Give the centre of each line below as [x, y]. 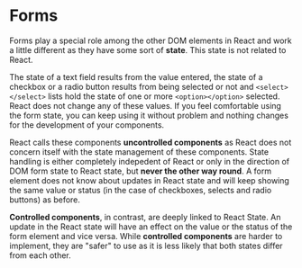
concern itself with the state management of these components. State [139, 152]
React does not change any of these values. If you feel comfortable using [146, 105]
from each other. [41, 255]
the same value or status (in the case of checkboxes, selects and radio [141, 190]
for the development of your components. [87, 125]
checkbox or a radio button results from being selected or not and [132, 86]
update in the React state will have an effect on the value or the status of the [151, 227]
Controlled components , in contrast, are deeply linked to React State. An [145, 217]
